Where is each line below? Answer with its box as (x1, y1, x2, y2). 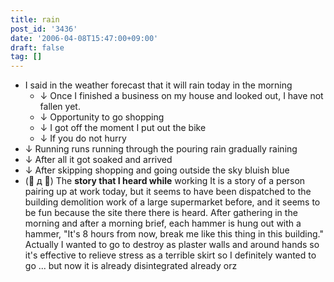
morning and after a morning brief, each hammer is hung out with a (24, 217, 302, 230)
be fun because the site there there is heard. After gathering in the (24, 207, 298, 219)
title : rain (10, 14, 60, 25)
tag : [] (10, 52, 43, 62)
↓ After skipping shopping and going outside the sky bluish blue (24, 164, 290, 176)
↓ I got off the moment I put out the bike (39, 122, 207, 134)
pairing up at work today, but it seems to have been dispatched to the (24, 186, 312, 198)
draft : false (10, 42, 65, 53)
